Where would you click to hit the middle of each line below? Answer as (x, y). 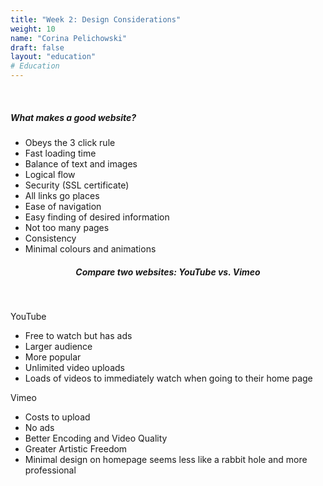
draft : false (37, 47)
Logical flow (50, 174)
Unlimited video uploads (74, 367)
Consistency (50, 238)
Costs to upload (57, 417)
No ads (39, 427)
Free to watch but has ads (78, 335)
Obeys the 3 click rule (70, 142)
